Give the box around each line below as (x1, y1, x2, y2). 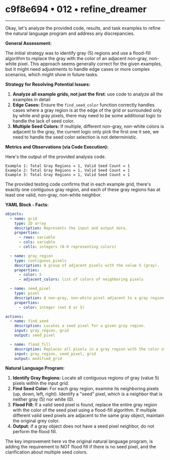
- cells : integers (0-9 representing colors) (18, 244, 116, 250)
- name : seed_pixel (10, 286, 51, 291)
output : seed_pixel (14, 333, 56, 338)
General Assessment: (5, 40, 52, 46)
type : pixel (14, 291, 39, 296)
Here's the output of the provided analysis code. (5, 153, 106, 160)
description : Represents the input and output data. (14, 225, 128, 231)
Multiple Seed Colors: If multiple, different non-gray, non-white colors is (12, 123, 164, 129)
